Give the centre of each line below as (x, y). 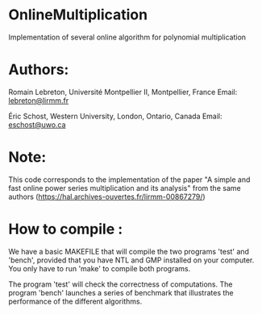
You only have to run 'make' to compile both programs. (100, 268)
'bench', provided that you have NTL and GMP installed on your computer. (131, 260)
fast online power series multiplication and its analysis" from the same (125, 188)
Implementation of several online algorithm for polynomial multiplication (127, 37)
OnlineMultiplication (78, 15)
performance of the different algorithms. (75, 301)
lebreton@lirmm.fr (39, 100)
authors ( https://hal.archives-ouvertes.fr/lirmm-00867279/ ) (107, 196)
